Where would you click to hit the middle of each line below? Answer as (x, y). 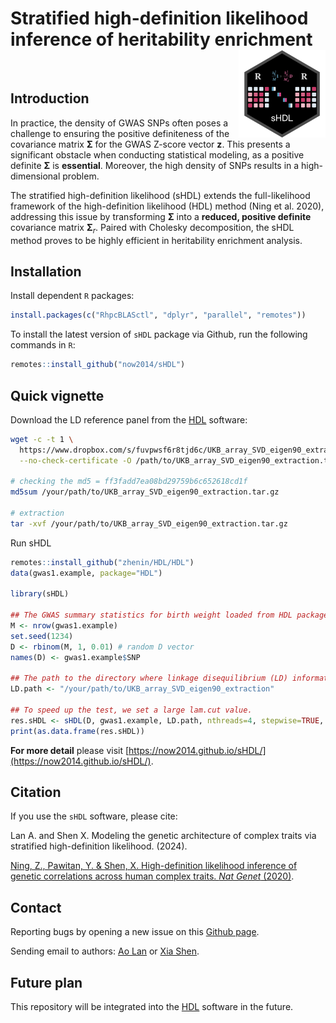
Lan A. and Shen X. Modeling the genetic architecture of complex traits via (163, 836)
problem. (81, 176)
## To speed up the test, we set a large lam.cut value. (131, 710)
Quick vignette (57, 395)
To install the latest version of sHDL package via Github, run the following (159, 334)
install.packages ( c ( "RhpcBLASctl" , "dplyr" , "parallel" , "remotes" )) (158, 315)
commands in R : (43, 345)
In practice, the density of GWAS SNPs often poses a (119, 123)
